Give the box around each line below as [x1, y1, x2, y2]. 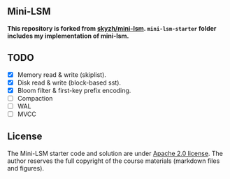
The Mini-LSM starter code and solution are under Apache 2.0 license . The [7, 149, 224, 157]
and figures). [7, 164, 44, 172]
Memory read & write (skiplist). [17, 70, 107, 79]
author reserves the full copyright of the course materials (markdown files [7, 157, 220, 165]
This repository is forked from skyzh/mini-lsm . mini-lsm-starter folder [7, 24, 217, 32]
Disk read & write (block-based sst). [17, 78, 121, 87]
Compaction [17, 94, 53, 102]
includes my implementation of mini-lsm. [7, 31, 129, 40]
